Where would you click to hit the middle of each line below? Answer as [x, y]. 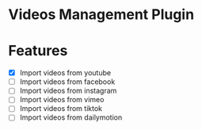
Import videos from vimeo [62, 100]
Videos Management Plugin [101, 15]
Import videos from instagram [68, 91]
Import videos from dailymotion [71, 117]
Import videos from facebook [67, 82]
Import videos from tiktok [61, 109]
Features [38, 51]
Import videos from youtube [65, 73]
